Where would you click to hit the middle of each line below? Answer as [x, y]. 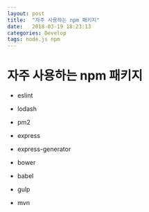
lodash [27, 109]
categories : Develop [37, 33]
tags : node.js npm [34, 39]
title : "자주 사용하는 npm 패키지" [54, 20]
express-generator [44, 149]
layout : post [26, 14]
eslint [25, 96]
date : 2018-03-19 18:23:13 [49, 26]
